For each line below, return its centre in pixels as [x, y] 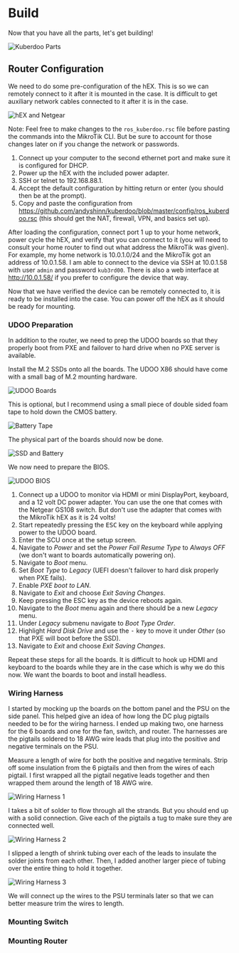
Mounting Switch [38, 922]
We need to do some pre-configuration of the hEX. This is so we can [108, 86]
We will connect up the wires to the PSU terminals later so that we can [111, 896]
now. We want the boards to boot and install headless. [87, 675]
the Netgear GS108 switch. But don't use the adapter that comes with [120, 510]
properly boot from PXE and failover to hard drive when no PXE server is [114, 348]
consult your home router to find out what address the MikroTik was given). [118, 247]
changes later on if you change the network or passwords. [94, 144]
